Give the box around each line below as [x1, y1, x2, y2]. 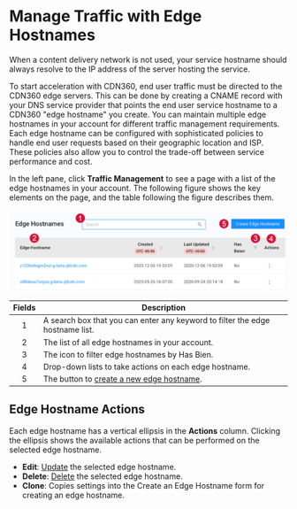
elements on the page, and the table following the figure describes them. [9, 192, 274, 203]
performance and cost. [9, 156, 93, 166]
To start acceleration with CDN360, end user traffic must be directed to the [9, 81, 283, 91]
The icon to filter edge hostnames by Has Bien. [42, 349, 214, 359]
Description [141, 303, 186, 313]
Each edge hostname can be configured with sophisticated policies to [9, 127, 263, 138]
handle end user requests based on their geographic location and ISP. [9, 137, 263, 148]
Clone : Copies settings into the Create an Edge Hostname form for [21, 480, 265, 490]
